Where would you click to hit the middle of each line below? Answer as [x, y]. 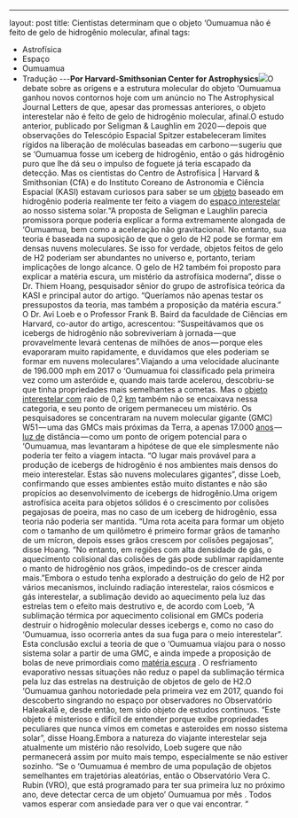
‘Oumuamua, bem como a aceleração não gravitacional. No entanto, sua [154, 230]
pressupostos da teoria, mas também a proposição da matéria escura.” [152, 305]
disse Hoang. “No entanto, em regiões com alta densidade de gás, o [147, 549]
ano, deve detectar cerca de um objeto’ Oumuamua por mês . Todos [147, 795]
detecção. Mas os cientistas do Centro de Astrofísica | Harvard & [141, 173]
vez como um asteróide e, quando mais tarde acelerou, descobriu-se [148, 380]
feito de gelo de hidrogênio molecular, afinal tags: [100, 32]
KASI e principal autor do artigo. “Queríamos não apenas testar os [142, 295]
